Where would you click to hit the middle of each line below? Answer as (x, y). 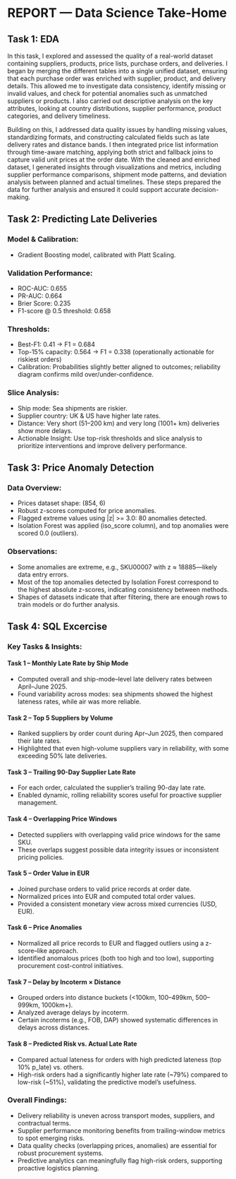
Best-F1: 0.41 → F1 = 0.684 (56, 344)
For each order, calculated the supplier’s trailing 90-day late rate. (112, 787)
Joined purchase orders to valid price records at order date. (104, 889)
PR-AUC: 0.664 (40, 296)
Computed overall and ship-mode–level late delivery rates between (115, 679)
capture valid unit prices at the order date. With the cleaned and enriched (114, 159)
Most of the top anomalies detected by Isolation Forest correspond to (118, 582)
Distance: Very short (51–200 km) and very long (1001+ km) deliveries (118, 423)
